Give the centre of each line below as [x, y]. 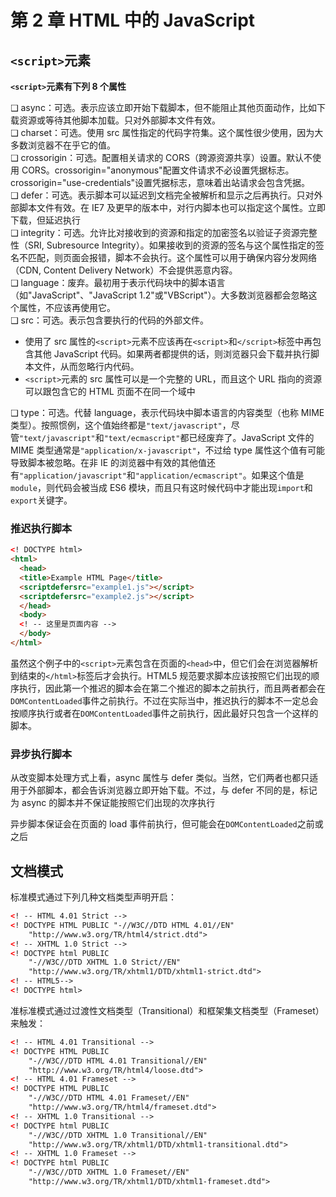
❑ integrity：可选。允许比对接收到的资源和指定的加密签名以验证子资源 [155, 232]
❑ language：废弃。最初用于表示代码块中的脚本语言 [118, 282]
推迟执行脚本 [41, 528]
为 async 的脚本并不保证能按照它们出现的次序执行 [113, 803]
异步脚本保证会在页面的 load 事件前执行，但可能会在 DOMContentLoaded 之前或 [167, 824]
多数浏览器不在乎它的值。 [63, 145]
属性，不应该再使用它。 [67, 307]
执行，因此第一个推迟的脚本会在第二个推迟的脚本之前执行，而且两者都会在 [172, 688]
